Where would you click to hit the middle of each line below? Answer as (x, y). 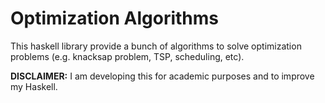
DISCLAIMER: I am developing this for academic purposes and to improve (162, 76)
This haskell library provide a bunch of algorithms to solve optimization (156, 46)
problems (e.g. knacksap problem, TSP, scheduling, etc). (127, 56)
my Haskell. (34, 86)
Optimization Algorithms (115, 18)
